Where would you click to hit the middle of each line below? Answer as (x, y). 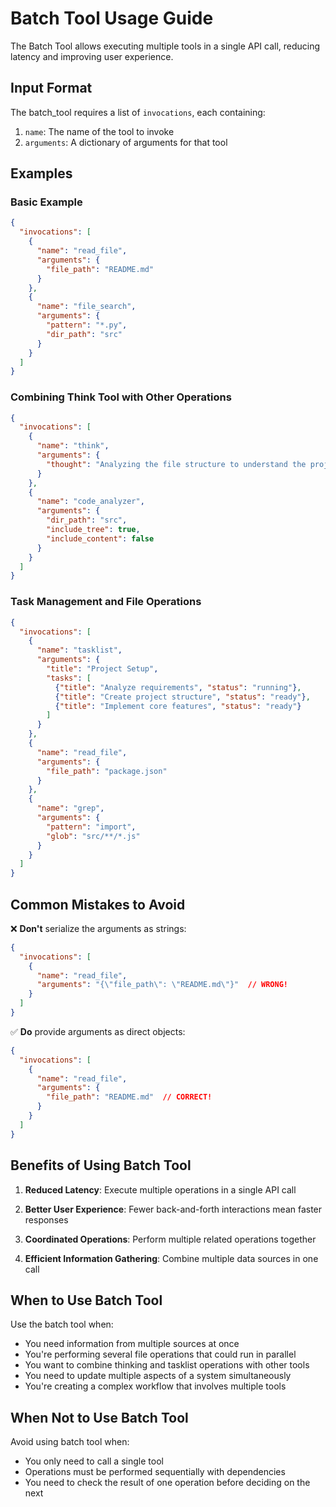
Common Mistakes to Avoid (98, 904)
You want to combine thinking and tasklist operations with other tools (167, 1365)
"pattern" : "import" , (91, 827)
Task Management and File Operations (106, 602)
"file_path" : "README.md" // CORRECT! (129, 1097)
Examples (41, 173)
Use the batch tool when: (62, 1324)
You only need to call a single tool (94, 1461)
